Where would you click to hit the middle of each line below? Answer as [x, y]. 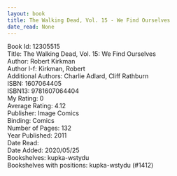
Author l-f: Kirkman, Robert [46, 69]
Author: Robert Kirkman [41, 61]
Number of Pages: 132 [40, 128]
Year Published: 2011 [37, 135]
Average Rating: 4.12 [37, 106]
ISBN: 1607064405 [34, 84]
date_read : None [31, 27]
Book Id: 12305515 [34, 47]
